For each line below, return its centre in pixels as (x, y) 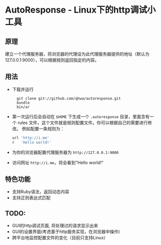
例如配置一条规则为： (43, 128)
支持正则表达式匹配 (31, 198)
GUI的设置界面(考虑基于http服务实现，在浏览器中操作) (66, 232)
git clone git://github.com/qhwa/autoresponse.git (69, 98)
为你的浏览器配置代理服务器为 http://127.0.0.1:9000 (65, 152)
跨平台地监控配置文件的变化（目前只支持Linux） (60, 238)
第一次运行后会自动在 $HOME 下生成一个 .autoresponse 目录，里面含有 (81, 116)
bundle (23, 103)
